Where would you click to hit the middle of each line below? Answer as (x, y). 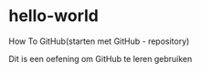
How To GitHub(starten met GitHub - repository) (99, 41)
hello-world (54, 16)
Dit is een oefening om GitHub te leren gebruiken (100, 58)
